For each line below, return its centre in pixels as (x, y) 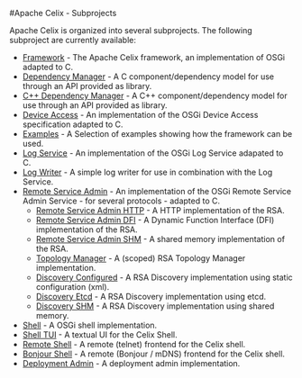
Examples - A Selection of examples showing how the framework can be (157, 134)
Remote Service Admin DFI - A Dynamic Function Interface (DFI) (155, 220)
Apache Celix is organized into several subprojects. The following (131, 30)
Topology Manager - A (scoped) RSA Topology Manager (141, 258)
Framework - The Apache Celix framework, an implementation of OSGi (154, 57)
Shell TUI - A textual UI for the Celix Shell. (100, 335)
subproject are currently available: (73, 40)
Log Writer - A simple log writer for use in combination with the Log (147, 172)
